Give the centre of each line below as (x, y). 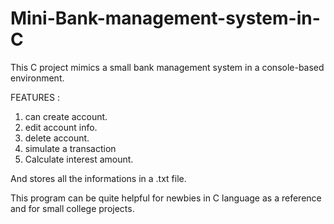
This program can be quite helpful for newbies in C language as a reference (166, 198)
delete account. (57, 138)
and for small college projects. (72, 208)
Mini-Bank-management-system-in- (165, 18)
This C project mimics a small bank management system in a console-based (167, 67)
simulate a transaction (70, 148)
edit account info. (61, 127)
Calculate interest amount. (79, 159)
